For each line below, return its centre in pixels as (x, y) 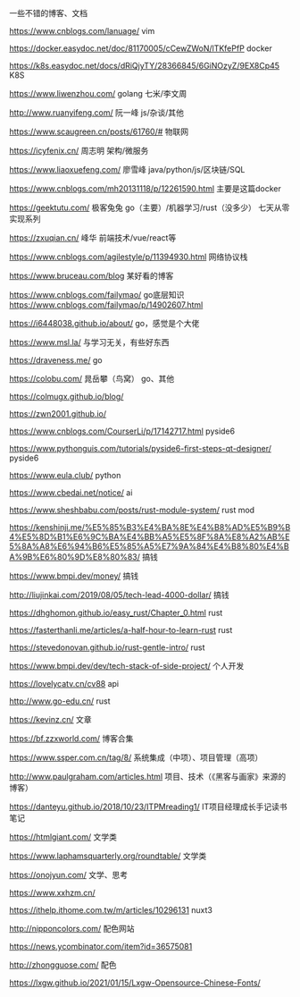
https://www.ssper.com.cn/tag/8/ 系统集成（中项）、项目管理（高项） (136, 757)
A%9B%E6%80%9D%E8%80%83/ (75, 557)
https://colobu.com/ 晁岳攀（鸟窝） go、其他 (92, 379)
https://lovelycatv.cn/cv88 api (64, 684)
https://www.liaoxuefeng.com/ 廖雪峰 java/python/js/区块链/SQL (127, 169)
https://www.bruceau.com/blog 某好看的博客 (92, 276)
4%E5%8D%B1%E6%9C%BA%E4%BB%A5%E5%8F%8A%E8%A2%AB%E (150, 537)
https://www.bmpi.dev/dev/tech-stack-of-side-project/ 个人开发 (127, 666)
